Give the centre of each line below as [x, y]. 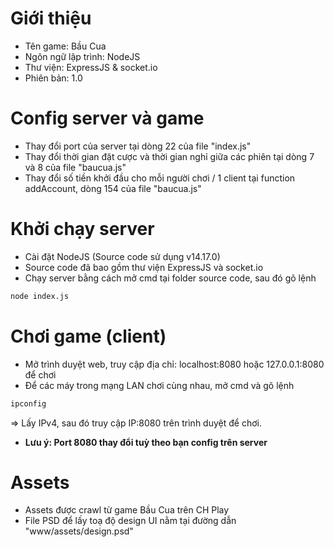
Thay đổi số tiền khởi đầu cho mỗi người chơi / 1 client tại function [160, 178]
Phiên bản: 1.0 [53, 78]
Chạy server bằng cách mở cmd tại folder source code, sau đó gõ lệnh [170, 278]
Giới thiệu [51, 18]
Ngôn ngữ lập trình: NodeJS [82, 56]
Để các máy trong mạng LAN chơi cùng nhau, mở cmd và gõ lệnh [159, 385]
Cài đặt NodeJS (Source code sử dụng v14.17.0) [122, 256]
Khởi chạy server [82, 229]
